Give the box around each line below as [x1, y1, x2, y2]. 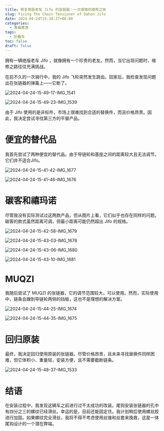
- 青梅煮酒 [9, 25, 29, 30]
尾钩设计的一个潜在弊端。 [5, 421, 57, 427]
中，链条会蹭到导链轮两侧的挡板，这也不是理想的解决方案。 [5, 296, 125, 302]
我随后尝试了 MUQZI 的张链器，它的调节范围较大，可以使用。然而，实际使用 [5, 290, 159, 296]
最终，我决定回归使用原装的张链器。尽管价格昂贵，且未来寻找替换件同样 [5, 351, 150, 357]
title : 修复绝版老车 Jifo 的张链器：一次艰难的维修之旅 [5, 7, 106, 12]
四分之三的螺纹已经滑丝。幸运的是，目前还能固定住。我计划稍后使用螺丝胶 [9, 409, 159, 414]
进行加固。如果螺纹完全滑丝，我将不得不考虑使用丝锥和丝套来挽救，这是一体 [5, 415, 159, 421]
